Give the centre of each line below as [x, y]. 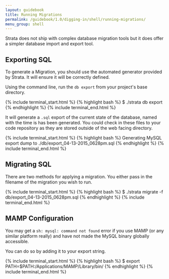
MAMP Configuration [39, 219]
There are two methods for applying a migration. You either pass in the [79, 176]
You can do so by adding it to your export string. [56, 251]
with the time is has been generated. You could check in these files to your [83, 123]
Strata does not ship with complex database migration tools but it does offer [84, 38]
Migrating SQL [28, 165]
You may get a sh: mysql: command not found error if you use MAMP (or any [85, 230]
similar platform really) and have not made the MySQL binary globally [77, 236]
